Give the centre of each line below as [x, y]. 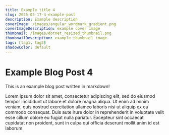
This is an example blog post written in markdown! [58, 86]
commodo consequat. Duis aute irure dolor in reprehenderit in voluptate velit [84, 112]
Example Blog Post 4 [49, 72]
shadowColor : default [28, 47]
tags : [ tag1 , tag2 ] [26, 43]
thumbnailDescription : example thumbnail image [56, 38]
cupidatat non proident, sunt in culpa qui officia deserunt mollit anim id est [82, 123]
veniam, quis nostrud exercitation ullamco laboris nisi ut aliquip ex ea [77, 107]
